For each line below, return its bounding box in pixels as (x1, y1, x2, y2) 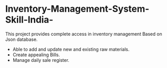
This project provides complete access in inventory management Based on (5, 31, 162, 37)
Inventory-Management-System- (5, 3, 150, 15)
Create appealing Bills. (12, 52, 60, 58)
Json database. (5, 36, 38, 42)
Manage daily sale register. (12, 57, 70, 63)
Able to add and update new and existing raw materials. (12, 46, 130, 52)
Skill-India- (5, 14, 53, 26)
